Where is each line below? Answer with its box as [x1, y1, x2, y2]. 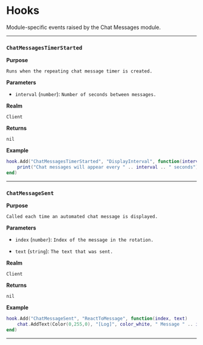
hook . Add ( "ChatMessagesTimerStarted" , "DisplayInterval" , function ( [6, 158, 182, 165]
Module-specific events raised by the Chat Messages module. [6, 24, 161, 31]
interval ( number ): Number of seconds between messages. [14, 91, 156, 98]
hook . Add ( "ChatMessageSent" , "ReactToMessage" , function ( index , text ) [6, 315, 188, 322]
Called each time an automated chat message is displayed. [6, 214, 158, 220]
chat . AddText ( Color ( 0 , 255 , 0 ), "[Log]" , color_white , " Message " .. [17, 321, 193, 327]
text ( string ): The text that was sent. [14, 248, 114, 255]
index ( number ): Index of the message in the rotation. [14, 236, 154, 243]
